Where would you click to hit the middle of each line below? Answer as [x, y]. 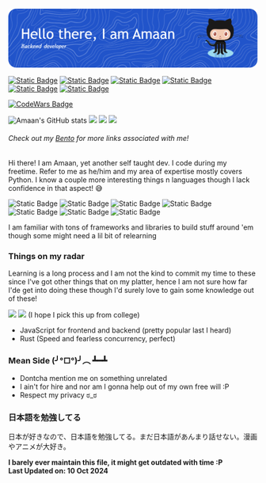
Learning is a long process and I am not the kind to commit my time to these [132, 273]
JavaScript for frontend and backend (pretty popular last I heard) [125, 330]
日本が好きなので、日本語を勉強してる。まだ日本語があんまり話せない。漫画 [133, 436]
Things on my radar [46, 256]
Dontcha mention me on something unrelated [93, 378]
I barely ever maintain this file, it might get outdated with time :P [116, 462]
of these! [23, 299]
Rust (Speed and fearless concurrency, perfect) [97, 339]
